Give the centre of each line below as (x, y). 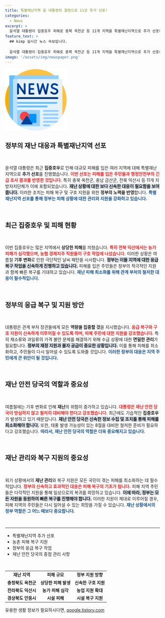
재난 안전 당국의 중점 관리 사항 (41, 554)
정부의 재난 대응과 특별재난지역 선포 (56, 145)
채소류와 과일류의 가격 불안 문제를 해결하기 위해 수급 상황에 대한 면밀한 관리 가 (84, 339)
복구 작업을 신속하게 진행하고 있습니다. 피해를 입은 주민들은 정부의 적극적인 (76, 266)
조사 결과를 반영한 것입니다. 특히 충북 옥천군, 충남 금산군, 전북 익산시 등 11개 (82, 180)
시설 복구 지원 (90, 598)
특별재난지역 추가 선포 (33, 535)
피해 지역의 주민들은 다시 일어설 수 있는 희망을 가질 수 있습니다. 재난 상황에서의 (80, 505)
